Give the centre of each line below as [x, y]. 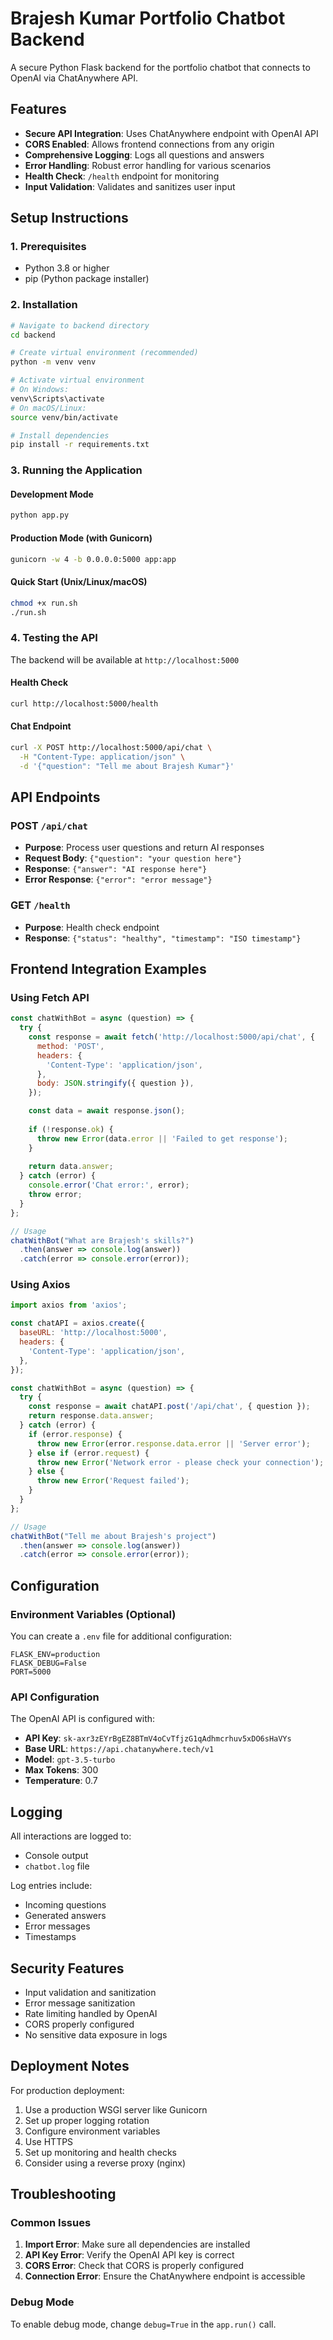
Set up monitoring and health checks [100, 2152]
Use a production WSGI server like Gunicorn [116, 2109]
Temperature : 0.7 [61, 1781]
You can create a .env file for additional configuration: [121, 1636]
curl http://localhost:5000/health [84, 703]
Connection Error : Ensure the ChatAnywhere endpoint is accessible [165, 2276]
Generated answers [65, 1916]
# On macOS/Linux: [48, 408]
